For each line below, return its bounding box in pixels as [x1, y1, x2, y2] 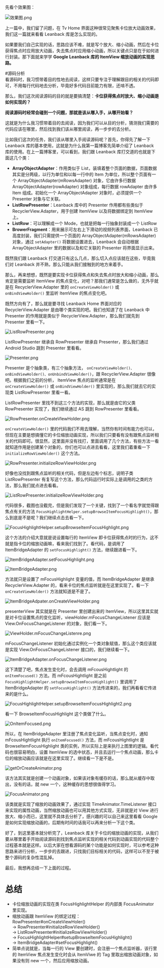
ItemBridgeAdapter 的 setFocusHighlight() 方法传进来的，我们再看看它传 [5, 685, 153, 691]
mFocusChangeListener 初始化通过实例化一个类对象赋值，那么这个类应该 [5, 641, 153, 646]
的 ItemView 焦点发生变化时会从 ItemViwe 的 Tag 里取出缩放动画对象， [12, 951, 154, 957]
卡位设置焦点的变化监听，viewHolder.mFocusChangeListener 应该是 [13, 614, 151, 620]
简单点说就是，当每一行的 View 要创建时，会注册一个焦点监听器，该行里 [12, 945, 158, 951]
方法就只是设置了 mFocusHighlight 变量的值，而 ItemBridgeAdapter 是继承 [5, 576, 155, 582]
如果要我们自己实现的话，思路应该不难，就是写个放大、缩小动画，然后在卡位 [5, 42, 159, 48]
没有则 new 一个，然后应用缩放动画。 [16, 957, 92, 964]
